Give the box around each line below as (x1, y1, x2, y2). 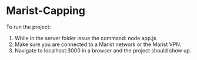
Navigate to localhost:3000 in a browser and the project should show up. (14, 47, 192, 54)
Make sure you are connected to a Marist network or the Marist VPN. (14, 41, 182, 48)
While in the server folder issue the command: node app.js (14, 34, 157, 41)
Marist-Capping (6, 4, 86, 17)
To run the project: (6, 23, 51, 30)
